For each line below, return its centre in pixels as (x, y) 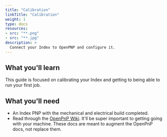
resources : (17, 29)
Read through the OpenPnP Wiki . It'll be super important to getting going (87, 118)
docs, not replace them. (37, 129)
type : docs (17, 24)
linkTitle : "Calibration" (32, 15)
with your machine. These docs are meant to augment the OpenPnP (82, 124)
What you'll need (32, 101)
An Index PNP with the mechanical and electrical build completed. (80, 113)
